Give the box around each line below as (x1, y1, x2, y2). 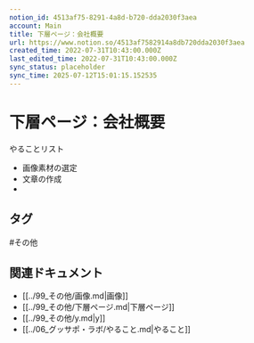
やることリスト (9, 143, 64, 154)
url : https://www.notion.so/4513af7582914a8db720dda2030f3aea (9, 37, 245, 47)
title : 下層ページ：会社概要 (9, 29, 104, 38)
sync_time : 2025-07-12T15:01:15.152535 (9, 71, 158, 80)
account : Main (9, 21, 62, 30)
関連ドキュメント (9, 265, 103, 281)
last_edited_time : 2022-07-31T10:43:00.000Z (9, 54, 177, 63)
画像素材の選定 (21, 162, 78, 173)
